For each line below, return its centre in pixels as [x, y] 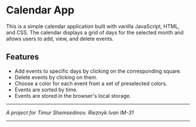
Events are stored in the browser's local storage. [73, 96]
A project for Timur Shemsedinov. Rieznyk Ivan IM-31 [70, 112]
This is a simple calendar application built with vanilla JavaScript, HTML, [93, 26]
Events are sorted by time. [46, 89]
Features [22, 57]
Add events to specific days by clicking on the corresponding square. [98, 71]
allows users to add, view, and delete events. [60, 38]
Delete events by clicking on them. [56, 77]
